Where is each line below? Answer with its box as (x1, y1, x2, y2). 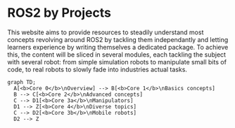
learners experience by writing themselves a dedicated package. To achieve (7, 43, 229, 51)
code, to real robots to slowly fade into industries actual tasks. (7, 65, 188, 73)
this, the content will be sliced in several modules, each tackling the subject (7, 50, 227, 59)
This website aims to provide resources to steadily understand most (7, 28, 204, 36)
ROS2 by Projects (7, 5, 111, 21)
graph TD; (7, 78, 37, 85)
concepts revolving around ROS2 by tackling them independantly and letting (7, 35, 229, 43)
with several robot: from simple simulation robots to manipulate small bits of (7, 57, 227, 66)
